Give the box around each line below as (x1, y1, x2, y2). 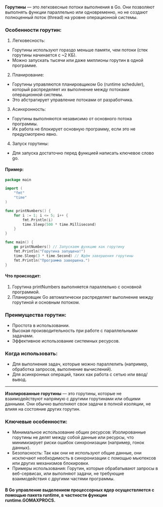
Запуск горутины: (12, 141, 49, 146)
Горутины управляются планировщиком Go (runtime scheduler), (12, 81, 145, 87)
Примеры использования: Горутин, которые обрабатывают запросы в (12, 466, 158, 471)
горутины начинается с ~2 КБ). (12, 52, 77, 58)
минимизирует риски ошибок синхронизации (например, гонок (12, 440, 145, 446)
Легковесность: (12, 37, 45, 43)
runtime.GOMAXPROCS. (5, 497, 56, 503)
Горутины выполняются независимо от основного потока (12, 116, 132, 122)
